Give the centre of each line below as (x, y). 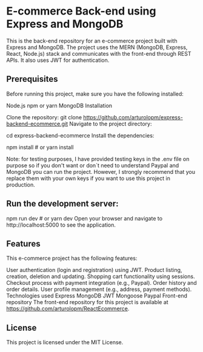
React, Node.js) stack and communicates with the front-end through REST (99, 53)
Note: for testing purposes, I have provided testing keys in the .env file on (98, 159)
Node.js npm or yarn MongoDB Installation (59, 105)
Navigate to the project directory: (111, 124)
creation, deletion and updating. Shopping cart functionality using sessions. (101, 276)
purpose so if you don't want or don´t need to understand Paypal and (93, 165)
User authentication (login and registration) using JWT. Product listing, (94, 270)
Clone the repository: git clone (44, 117)
